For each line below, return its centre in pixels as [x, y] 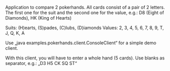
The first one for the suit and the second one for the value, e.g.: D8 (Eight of [85, 13]
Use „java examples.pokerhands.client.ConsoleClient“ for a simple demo [81, 43]
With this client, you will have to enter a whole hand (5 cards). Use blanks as [85, 58]
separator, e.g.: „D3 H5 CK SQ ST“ [41, 63]
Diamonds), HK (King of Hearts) [39, 18]
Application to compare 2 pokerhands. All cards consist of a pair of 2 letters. [85, 7]
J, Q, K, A [15, 33]
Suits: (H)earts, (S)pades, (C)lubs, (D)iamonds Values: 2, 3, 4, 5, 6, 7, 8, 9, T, [84, 28]
